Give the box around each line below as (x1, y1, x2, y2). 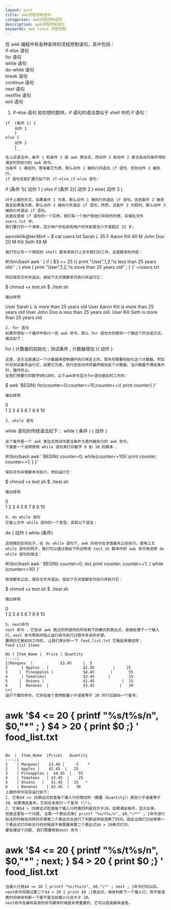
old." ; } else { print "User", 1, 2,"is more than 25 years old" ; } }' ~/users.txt (5, 264, 159, 270)
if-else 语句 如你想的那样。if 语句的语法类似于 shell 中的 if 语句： (12, 109, 149, 115)
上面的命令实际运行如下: (5, 790, 50, 795)
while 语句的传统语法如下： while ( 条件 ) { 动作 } (5, 428, 108, 434)
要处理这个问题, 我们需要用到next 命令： (5, 828, 83, 833)
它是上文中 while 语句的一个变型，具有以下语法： (5, 520, 97, 525)
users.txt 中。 (5, 219, 36, 224)
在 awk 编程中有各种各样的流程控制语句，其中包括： (5, 41, 115, 48)
